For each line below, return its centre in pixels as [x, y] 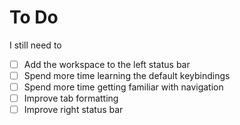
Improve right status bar [73, 110]
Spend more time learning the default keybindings [127, 75]
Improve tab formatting [71, 98]
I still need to [35, 45]
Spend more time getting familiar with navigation [123, 87]
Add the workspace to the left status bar [107, 64]
